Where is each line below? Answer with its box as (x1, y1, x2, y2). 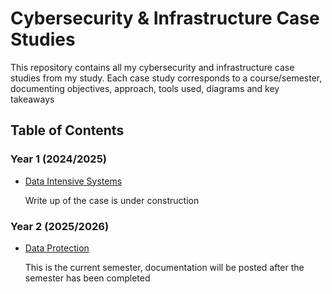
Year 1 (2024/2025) (10, 152, 107, 166)
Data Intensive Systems (24, 175, 123, 187)
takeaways (10, 93, 55, 105)
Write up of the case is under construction (24, 194, 200, 206)
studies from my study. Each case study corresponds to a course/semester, (10, 72, 323, 84)
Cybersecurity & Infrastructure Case (10, 7, 320, 30)
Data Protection (24, 242, 90, 254)
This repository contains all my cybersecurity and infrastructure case (10, 61, 295, 73)
